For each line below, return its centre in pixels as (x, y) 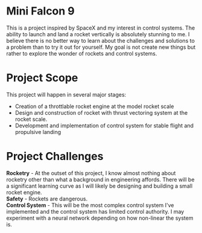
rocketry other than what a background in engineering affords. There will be (100, 179)
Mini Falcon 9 (41, 11)
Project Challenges (55, 157)
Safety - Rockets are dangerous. (47, 199)
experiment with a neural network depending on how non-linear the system (100, 218)
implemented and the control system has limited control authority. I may (95, 211)
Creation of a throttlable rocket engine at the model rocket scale (94, 106)
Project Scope (42, 78)
